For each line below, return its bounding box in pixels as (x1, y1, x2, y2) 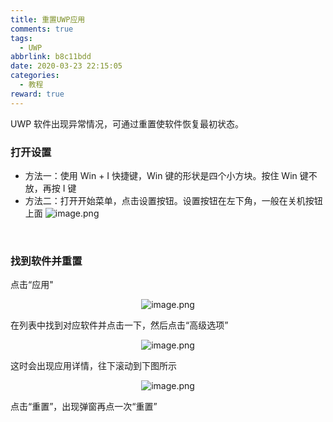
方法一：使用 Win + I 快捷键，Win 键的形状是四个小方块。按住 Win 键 (24, 169, 309, 181)
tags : (10, 33, 33, 43)
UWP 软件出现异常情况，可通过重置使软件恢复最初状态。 (10, 117, 245, 130)
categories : (10, 71, 60, 81)
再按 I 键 (42, 182, 77, 194)
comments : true (10, 24, 74, 34)
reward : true (10, 89, 65, 99)
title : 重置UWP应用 (10, 14, 86, 25)
